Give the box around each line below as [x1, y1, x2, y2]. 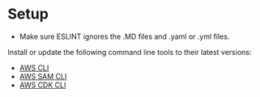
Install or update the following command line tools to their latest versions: [7, 47, 252, 57]
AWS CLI [19, 62, 49, 73]
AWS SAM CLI [19, 71, 67, 81]
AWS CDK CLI [19, 80, 66, 90]
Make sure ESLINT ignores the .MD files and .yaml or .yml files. [19, 32, 230, 41]
